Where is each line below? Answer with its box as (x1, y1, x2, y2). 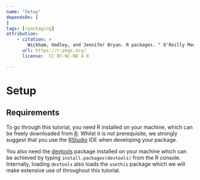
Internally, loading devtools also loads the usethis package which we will (6, 160, 186, 167)
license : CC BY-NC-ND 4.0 (21, 53, 89, 59)
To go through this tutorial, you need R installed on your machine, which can (6, 123, 193, 131)
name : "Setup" (6, 8, 42, 15)
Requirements (6, 108, 60, 118)
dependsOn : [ (6, 14, 39, 20)
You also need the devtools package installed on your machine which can (6, 147, 187, 155)
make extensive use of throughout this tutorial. (6, 166, 120, 173)
